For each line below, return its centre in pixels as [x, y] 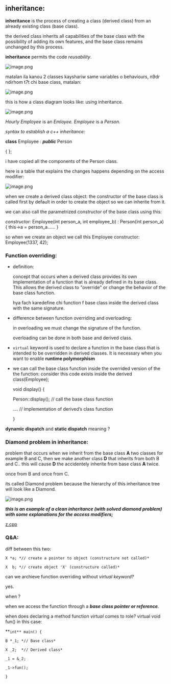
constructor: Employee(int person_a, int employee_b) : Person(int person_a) [85, 221]
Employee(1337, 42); [27, 242]
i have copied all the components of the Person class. [62, 161]
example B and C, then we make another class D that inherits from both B [82, 459]
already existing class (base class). [42, 26]
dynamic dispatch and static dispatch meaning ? [58, 429]
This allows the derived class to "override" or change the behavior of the [89, 288]
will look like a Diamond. [31, 489]
